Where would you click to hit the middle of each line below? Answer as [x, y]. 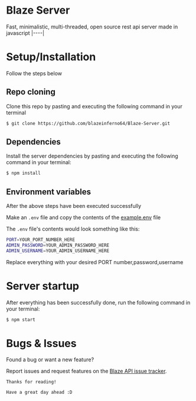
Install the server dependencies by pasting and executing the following [92, 156]
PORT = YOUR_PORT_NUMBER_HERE [41, 240]
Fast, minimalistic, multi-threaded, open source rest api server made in [92, 27]
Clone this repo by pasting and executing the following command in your [94, 106]
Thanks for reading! [32, 382]
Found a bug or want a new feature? [50, 360]
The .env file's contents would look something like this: [73, 229]
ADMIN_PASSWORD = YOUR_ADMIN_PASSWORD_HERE [58, 245]
